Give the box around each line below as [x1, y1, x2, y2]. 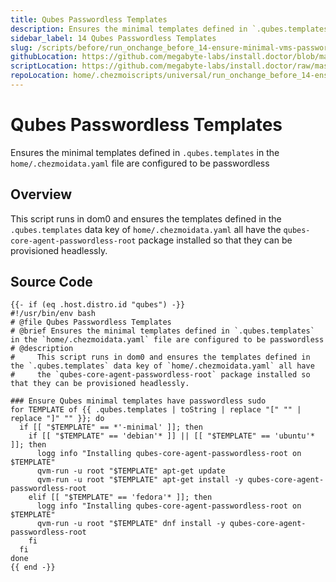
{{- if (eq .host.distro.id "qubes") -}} [10, 300, 186, 310]
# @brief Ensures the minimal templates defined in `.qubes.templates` [10, 326, 315, 336]
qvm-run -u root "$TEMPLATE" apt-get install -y [36, 475, 244, 485]
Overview [10, 186, 73, 203]
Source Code [10, 274, 93, 291]
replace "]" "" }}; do [10, 414, 105, 424]
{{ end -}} [10, 562, 56, 573]
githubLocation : [10, 52, 78, 62]
